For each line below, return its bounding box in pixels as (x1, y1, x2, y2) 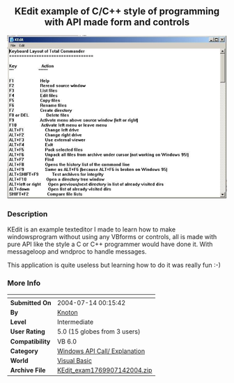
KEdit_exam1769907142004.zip (56, 366, 153, 375)
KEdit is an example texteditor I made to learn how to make (7, 225, 176, 234)
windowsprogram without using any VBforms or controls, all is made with (7, 232, 217, 241)
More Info (7, 278, 41, 288)
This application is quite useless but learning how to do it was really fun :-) (7, 261, 221, 269)
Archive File (10, 366, 46, 375)
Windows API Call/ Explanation (56, 347, 145, 355)
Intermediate (56, 318, 94, 326)
